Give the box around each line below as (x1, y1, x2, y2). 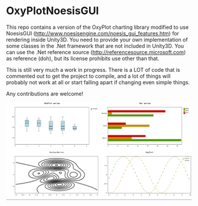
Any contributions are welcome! (6, 90, 84, 97)
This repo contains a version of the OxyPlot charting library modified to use (6, 24, 189, 31)
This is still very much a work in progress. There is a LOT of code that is (6, 66, 180, 73)
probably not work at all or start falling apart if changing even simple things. (6, 78, 190, 86)
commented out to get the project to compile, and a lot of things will (6, 72, 171, 79)
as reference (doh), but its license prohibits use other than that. (6, 55, 160, 62)
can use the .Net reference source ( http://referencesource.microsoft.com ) (6, 48, 186, 55)
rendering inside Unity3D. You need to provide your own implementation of (6, 36, 188, 43)
